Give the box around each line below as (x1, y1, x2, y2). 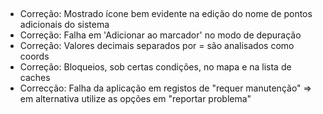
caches (19, 72, 51, 84)
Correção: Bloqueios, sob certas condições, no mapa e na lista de (19, 61, 292, 73)
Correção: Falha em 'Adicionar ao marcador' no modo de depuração (19, 29, 302, 41)
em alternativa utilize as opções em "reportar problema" (19, 93, 252, 105)
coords (19, 50, 50, 63)
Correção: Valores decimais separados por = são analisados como (19, 40, 295, 52)
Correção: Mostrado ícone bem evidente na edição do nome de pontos (19, 8, 313, 20)
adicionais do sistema (19, 19, 110, 31)
